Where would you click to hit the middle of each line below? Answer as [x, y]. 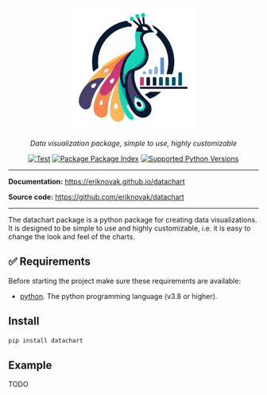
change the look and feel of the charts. [72, 236]
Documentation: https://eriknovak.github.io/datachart [97, 182]
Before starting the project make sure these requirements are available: [124, 281]
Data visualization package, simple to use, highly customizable [133, 143]
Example [30, 365]
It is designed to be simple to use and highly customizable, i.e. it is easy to [130, 228]
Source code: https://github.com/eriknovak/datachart [96, 197]
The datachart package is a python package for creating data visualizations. [133, 220]
